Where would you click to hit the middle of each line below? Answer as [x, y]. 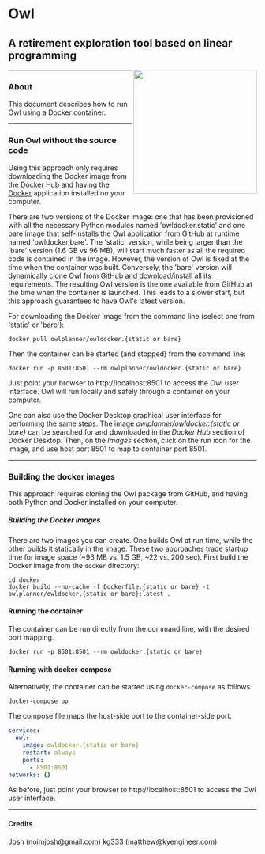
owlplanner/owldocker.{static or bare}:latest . [90, 594]
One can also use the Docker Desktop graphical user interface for [115, 415]
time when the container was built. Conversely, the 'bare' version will [120, 267]
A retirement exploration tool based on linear [120, 43]
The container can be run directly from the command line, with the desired [129, 629]
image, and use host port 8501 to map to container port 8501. [108, 449]
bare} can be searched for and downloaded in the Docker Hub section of [127, 431]
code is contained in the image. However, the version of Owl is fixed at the [129, 259]
